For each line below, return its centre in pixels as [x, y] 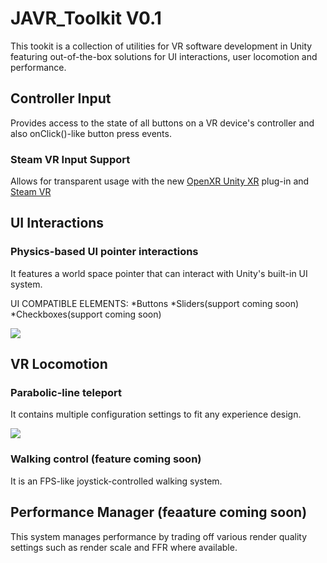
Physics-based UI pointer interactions [104, 252]
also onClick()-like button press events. [91, 133]
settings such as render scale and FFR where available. [124, 547]
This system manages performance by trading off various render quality [159, 536]
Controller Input [61, 98]
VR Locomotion [59, 364]
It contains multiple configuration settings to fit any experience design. [156, 414]
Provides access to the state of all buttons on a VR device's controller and [162, 123]
